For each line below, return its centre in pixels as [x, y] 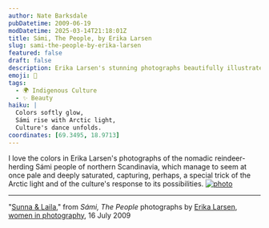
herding [21, 166]
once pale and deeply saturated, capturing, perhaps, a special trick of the [129, 175]
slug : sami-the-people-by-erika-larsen [75, 46]
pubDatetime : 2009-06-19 [50, 23]
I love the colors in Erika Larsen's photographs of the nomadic [111, 158]
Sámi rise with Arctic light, [66, 120]
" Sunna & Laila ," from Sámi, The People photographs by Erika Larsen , [123, 206]
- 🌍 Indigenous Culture [56, 90]
